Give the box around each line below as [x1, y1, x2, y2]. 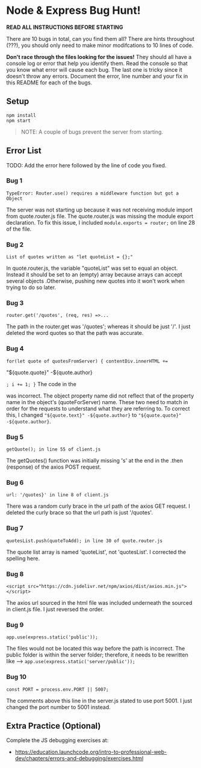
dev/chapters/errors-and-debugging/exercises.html [14, 755, 144, 762]
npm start [6, 117, 31, 123]
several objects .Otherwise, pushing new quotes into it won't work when [6, 278, 185, 285]
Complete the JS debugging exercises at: [6, 737, 109, 744]
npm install [6, 112, 36, 118]
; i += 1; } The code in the [6, 380, 76, 387]
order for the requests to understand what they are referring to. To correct [6, 405, 190, 412]
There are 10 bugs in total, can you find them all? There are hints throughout [6, 35, 194, 42]
